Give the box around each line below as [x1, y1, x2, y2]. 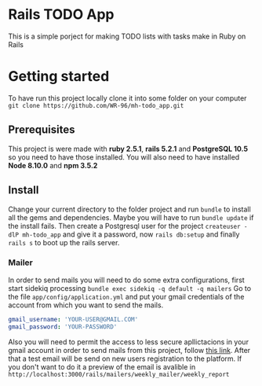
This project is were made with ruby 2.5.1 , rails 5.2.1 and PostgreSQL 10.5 [8, 144, 249, 153]
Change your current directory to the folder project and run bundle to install [8, 204, 251, 214]
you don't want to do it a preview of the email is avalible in [8, 362, 196, 371]
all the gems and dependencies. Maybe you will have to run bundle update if [8, 212, 254, 222]
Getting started [8, 68, 110, 86]
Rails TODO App [8, 6, 115, 24]
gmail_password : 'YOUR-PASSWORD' [8, 322, 118, 331]
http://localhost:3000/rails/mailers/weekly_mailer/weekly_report [8, 370, 230, 378]
